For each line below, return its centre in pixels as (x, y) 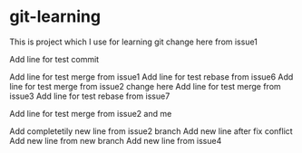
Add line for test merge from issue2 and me (91, 113)
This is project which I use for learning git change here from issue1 (134, 42)
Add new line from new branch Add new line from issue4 (116, 140)
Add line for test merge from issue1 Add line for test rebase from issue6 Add (151, 76)
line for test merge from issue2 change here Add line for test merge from (145, 86)
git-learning (55, 17)
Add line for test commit (54, 59)
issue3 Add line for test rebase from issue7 (90, 96)
